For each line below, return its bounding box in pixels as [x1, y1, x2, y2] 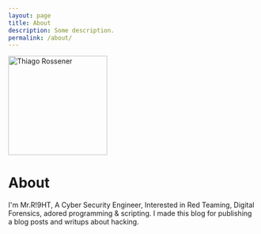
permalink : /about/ [8, 33, 73, 42]
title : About [8, 19, 51, 27]
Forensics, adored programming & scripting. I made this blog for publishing [8, 209, 252, 218]
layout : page [8, 11, 51, 20]
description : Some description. [8, 26, 115, 34]
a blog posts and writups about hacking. [8, 217, 140, 227]
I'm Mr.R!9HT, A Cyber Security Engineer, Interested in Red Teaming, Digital [8, 200, 255, 210]
